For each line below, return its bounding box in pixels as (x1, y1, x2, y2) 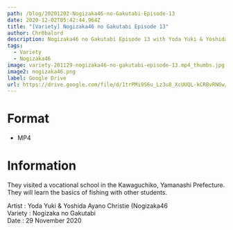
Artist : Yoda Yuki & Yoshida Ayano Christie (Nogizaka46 (7, 202, 169, 210)
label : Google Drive (7, 74, 67, 82)
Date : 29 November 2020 (7, 216, 82, 225)
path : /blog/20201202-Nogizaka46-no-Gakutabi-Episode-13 (7, 10, 175, 17)
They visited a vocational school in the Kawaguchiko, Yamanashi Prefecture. (7, 181, 225, 189)
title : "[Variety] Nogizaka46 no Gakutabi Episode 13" (7, 23, 169, 30)
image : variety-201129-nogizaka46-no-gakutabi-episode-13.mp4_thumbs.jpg (7, 62, 225, 69)
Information (7, 158, 76, 174)
